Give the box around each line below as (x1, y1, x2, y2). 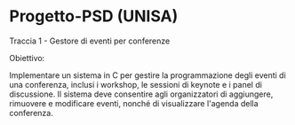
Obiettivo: (9, 52, 45, 63)
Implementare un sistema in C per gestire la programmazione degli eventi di (9, 69, 286, 81)
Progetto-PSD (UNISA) (9, 6, 179, 27)
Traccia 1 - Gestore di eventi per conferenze (9, 35, 171, 46)
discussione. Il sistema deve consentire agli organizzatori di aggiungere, (9, 89, 274, 99)
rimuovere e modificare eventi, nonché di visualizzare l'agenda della (9, 98, 259, 108)
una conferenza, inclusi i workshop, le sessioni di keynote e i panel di (9, 79, 262, 90)
